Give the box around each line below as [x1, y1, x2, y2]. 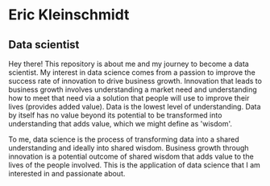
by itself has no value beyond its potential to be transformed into [8, 110, 222, 120]
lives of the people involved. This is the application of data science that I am [8, 160, 260, 170]
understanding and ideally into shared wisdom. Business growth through [8, 143, 249, 152]
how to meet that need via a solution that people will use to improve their [8, 93, 250, 102]
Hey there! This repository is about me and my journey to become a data [8, 59, 250, 68]
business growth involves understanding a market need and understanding [8, 85, 258, 94]
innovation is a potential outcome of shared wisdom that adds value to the [8, 151, 254, 161]
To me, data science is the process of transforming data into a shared [8, 134, 239, 144]
